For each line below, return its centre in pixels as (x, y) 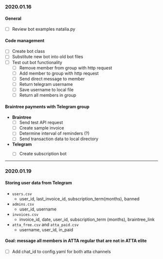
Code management (25, 40)
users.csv (22, 194)
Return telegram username (46, 84)
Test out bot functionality (37, 62)
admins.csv (23, 204)
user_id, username (38, 209)
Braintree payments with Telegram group (47, 106)
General (13, 18)
